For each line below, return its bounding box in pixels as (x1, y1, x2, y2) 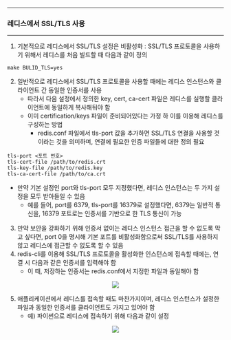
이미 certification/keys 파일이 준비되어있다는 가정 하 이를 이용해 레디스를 (27, 111, 223, 120)
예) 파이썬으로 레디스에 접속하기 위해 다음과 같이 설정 (27, 312, 170, 320)
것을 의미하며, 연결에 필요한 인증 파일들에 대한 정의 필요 (56, 138, 205, 146)
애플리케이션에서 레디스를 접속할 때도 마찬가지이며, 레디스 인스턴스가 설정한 (16, 295, 220, 303)
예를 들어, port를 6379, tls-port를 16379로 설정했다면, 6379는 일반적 (27, 201, 214, 209)
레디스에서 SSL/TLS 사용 (7, 19, 86, 28)
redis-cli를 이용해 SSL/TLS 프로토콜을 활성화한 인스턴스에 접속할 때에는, (16, 250, 212, 258)
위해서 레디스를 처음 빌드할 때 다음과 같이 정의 (24, 51, 148, 59)
